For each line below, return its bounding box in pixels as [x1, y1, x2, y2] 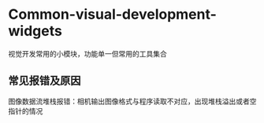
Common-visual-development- [8, 5, 217, 24]
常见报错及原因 [8, 74, 81, 88]
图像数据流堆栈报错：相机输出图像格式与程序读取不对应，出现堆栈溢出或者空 [8, 96, 257, 106]
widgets [8, 22, 63, 40]
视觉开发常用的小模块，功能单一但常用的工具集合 [8, 49, 167, 58]
